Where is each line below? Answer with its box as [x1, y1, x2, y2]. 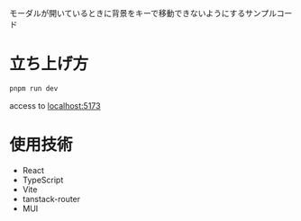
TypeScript [22, 174, 64, 185]
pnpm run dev [9, 84, 59, 93]
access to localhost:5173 [9, 100, 101, 110]
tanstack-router [22, 193, 81, 204]
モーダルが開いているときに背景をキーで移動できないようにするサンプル [9, 8, 277, 18]
